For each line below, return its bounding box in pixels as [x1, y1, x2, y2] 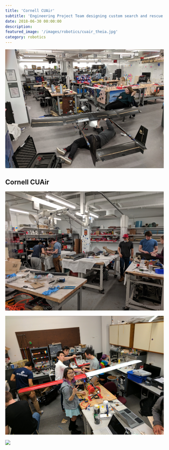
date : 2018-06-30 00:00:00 [5, 19, 62, 24]
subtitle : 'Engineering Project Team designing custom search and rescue [5, 13, 163, 19]
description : [5, 24, 33, 29]
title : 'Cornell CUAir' [5, 8, 55, 13]
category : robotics [5, 35, 46, 40]
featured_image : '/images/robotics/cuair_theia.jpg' [5, 29, 118, 35]
